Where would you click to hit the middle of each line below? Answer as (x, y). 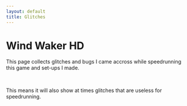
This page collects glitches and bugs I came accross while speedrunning (94, 62)
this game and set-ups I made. (43, 68)
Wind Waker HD (45, 46)
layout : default (26, 11)
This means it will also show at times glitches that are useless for (84, 90)
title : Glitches (26, 17)
